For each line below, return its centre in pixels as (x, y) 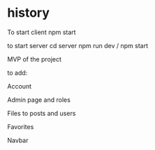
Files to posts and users (42, 113)
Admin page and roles (39, 100)
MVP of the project (34, 59)
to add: (17, 73)
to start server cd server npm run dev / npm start (78, 45)
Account (20, 86)
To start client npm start (42, 32)
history (29, 13)
